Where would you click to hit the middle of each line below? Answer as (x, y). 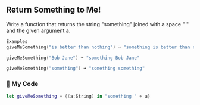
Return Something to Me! (54, 10)
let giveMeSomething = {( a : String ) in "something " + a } (78, 96)
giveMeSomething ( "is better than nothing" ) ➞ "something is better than (98, 47)
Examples (17, 41)
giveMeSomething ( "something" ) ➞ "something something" (76, 69)
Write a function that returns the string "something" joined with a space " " (98, 24)
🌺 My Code (22, 84)
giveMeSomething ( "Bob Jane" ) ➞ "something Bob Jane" (73, 58)
